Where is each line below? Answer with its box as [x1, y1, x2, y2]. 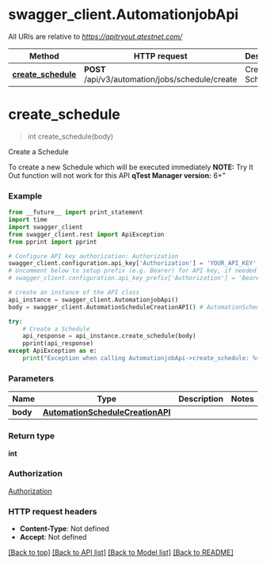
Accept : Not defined [19, 533, 87, 542]
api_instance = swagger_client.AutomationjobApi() [8, 295, 179, 304]
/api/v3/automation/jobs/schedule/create [84, 74, 237, 85]
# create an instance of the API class [8, 289, 140, 297]
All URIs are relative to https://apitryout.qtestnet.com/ [8, 32, 183, 41]
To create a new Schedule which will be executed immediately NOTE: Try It [8, 162, 253, 172]
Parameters [8, 373, 54, 384]
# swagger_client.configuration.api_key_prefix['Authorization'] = [8, 275, 236, 282]
